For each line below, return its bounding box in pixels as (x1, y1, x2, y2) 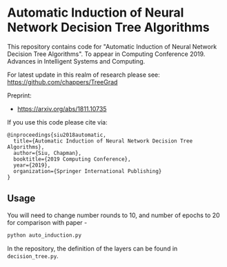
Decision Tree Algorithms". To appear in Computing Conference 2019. (7, 50, 206, 58)
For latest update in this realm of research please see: (7, 71, 160, 79)
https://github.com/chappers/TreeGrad (7, 77, 118, 86)
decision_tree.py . (7, 251, 59, 260)
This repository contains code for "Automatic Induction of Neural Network (7, 42, 217, 50)
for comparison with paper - (7, 218, 88, 226)
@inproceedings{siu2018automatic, (7, 131, 107, 138)
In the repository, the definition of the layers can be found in (7, 244, 178, 252)
